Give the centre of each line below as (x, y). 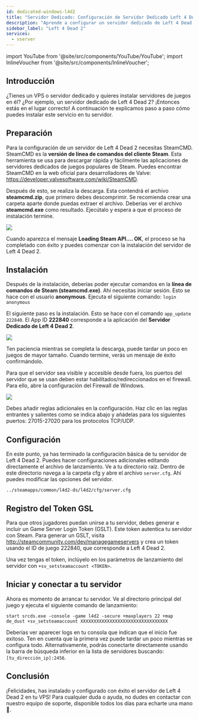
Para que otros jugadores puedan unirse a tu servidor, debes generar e (93, 523)
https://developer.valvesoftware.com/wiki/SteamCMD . (72, 179)
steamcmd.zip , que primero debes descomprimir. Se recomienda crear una (99, 197)
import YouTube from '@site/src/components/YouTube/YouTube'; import (94, 56)
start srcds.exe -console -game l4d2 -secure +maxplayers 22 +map (90, 616)
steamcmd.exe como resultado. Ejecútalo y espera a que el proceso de (94, 209)
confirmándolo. (25, 362)
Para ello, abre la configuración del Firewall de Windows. (76, 386)
